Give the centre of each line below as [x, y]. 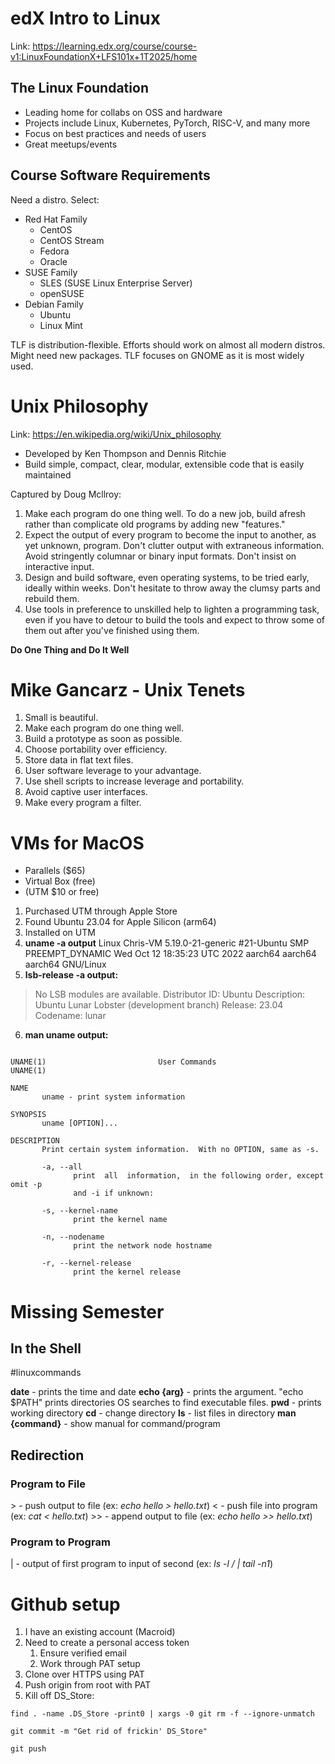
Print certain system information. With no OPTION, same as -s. [180, 1150]
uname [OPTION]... [79, 1123]
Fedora [54, 251]
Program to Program [60, 1542]
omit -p [26, 1185]
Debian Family [54, 304]
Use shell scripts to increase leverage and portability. [134, 781]
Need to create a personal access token [107, 1643]
